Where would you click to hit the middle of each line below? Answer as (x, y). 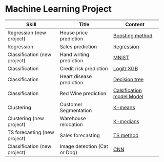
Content (135, 24)
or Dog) (69, 152)
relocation (71, 124)
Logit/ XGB (125, 68)
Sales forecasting (80, 135)
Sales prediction (78, 46)
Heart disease (76, 76)
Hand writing (74, 54)
